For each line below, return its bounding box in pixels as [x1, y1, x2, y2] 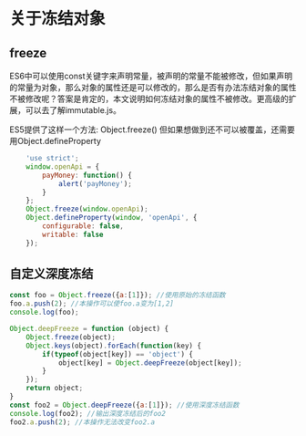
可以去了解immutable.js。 [25, 105, 121, 115]
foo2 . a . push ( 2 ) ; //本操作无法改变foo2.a [9, 417, 156, 427]
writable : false [42, 230, 104, 239]
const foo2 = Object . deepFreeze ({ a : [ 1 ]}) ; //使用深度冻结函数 [9, 400, 240, 410]
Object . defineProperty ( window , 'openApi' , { [25, 213, 198, 223]
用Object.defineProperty [9, 136, 102, 146]
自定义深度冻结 [9, 266, 94, 282]
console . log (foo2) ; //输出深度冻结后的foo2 [9, 409, 167, 418]
